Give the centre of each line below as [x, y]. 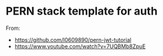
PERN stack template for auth [82, 11]
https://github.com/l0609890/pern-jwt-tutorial [73, 40]
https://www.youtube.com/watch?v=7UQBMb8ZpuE [80, 46]
